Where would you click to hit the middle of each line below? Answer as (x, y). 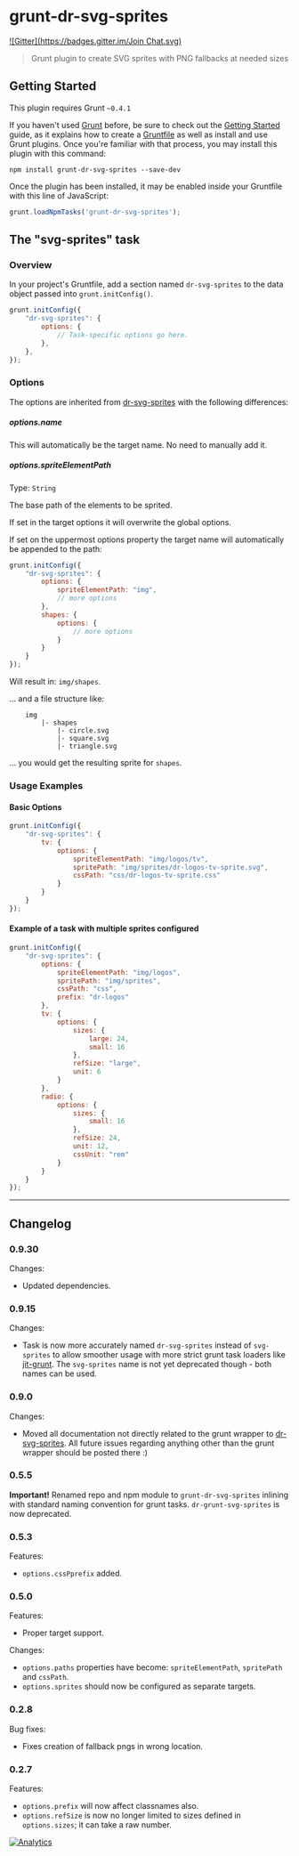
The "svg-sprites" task (75, 240)
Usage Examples (46, 785)
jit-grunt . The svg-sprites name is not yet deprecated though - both (147, 1365)
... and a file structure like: (57, 699)
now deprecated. (40, 1513)
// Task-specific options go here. (123, 335)
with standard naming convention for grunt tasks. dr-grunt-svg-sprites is (145, 1504)
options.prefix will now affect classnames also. (110, 1806)
